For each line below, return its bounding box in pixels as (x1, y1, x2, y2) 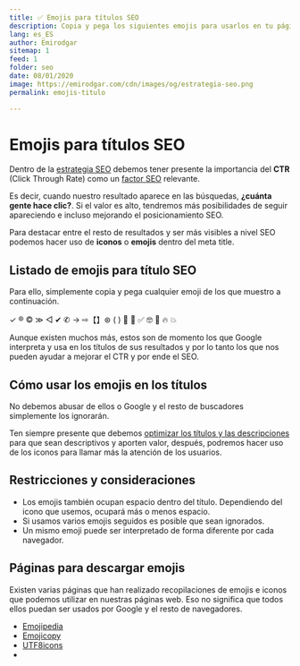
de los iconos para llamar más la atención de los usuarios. (9, 447, 222, 457)
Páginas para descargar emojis (9, 560, 186, 576)
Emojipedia (21, 620, 64, 631)
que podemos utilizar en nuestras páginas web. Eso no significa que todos (9, 593, 284, 604)
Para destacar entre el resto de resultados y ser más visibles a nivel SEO (9, 227, 276, 238)
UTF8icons (21, 639, 63, 650)
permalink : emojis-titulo (9, 88, 105, 97)
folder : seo (9, 64, 54, 73)
